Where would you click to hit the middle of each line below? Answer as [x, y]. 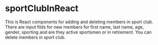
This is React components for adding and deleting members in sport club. [79, 22]
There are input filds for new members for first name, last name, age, [75, 27]
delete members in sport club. [35, 37]
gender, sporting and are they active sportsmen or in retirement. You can [78, 32]
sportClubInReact [42, 8]
